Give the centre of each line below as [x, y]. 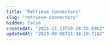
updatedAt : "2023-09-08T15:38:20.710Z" [56, 34]
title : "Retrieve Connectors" [44, 12]
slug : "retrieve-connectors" [42, 17]
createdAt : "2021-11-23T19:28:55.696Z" [56, 28]
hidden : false [24, 23]
